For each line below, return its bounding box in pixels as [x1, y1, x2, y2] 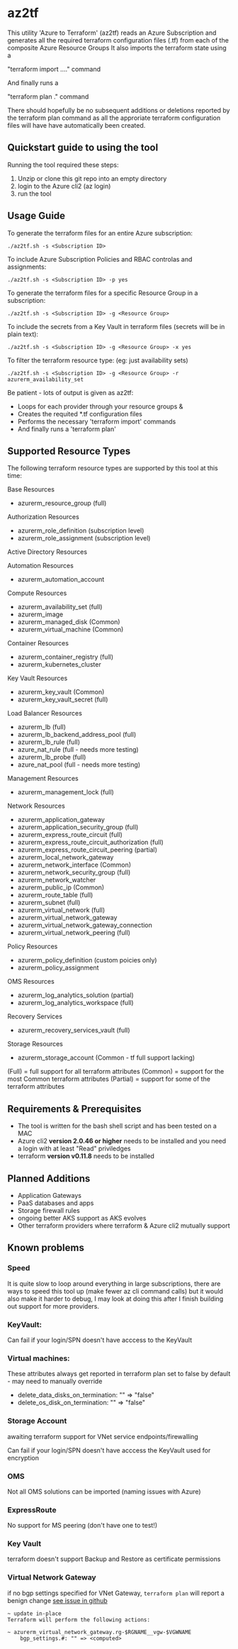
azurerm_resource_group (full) [17, 499, 107, 508]
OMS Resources [7, 977, 55, 986]
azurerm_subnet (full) [17, 899, 81, 907]
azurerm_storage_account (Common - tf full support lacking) [17, 1053, 195, 1062]
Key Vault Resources [7, 674, 68, 682]
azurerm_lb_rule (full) [17, 738, 80, 746]
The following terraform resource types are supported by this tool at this [7, 464, 218, 472]
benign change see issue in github [7, 1596, 108, 1604]
